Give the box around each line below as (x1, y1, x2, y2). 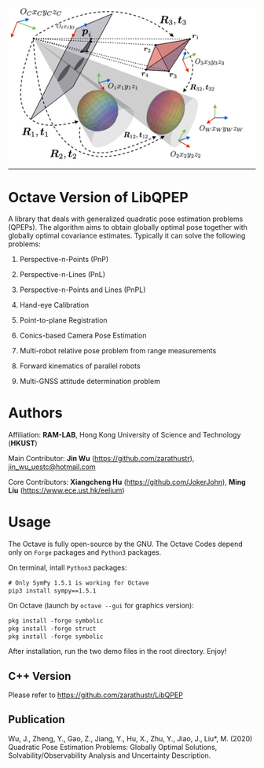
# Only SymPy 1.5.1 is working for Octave (8, 579, 149, 587)
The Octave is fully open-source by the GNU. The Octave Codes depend (8, 539, 244, 549)
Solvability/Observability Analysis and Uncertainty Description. (8, 751, 211, 760)
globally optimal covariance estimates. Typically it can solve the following (8, 231, 246, 241)
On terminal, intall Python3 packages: (8, 563, 127, 573)
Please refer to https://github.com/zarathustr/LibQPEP (8, 690, 183, 700)
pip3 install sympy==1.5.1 (8, 587, 97, 595)
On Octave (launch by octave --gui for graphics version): (8, 601, 194, 611)
